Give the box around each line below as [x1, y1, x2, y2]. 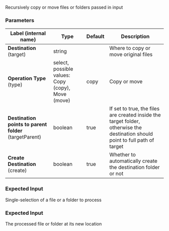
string [53, 48, 67, 55]
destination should [109, 131, 153, 138]
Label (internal [10, 30, 46, 37]
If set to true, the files [109, 105, 160, 112]
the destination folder [109, 164, 160, 171]
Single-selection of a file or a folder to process [5, 197, 102, 203]
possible [53, 66, 73, 73]
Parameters [5, 17, 34, 24]
